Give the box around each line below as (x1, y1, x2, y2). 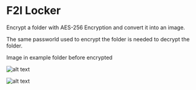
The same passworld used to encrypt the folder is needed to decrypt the (6, 35, 190, 43)
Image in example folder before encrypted (6, 54, 113, 61)
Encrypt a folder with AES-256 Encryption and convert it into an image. (6, 24, 186, 31)
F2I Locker (6, 4, 61, 18)
